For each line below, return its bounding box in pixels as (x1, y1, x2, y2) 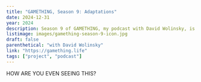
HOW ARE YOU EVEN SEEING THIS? (6, 69, 96, 77)
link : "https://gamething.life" (6, 48, 87, 54)
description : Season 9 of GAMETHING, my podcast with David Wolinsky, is (6, 25, 196, 32)
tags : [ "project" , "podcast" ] (6, 53, 82, 59)
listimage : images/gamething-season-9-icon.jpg (6, 31, 128, 37)
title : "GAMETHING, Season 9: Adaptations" (6, 8, 117, 15)
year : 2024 (6, 20, 34, 26)
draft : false (6, 37, 39, 42)
